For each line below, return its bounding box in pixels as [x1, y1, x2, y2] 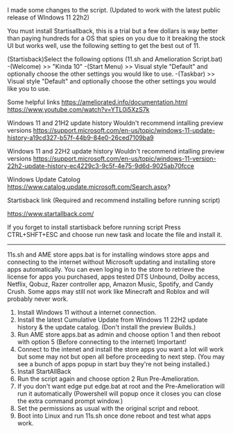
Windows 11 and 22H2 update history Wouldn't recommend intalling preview [7, 147, 225, 155]
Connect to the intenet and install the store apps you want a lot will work [17, 345, 224, 353]
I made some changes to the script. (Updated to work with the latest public [7, 6, 221, 14]
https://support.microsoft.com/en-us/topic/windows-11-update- [33, 126, 216, 134]
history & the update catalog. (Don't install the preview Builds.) [17, 323, 196, 331]
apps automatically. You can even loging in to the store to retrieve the [7, 265, 205, 273]
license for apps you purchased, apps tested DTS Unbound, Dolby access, [7, 272, 221, 281]
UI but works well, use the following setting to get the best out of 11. [7, 42, 200, 49]
